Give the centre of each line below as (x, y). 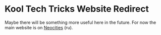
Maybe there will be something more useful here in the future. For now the (80, 22)
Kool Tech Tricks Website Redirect (77, 9)
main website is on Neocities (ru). (39, 27)
